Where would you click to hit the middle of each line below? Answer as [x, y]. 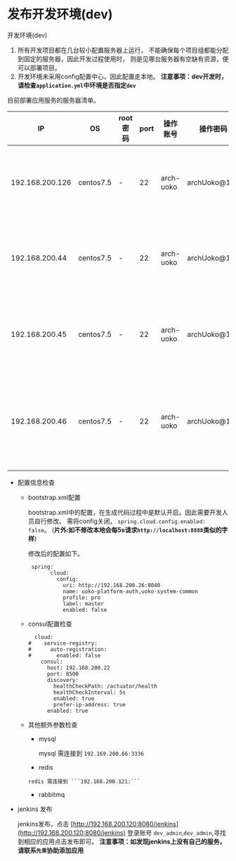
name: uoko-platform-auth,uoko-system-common [131, 591]
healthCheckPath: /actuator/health [105, 686]
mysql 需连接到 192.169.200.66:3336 [91, 753]
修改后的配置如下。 [56, 553]
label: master [83, 604]
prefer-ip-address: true [90, 704]
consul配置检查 [50, 624]
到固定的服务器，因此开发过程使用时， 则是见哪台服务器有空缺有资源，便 [123, 59]
